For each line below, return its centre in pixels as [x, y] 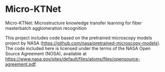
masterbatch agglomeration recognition [46, 28]
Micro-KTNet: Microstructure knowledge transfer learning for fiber [73, 23]
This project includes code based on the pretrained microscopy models [79, 38]
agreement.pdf [20, 64]
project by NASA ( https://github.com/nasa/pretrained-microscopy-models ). [83, 43]
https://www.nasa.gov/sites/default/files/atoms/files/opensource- [73, 59]
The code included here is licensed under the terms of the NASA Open [78, 48]
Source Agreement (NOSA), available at [46, 54]
